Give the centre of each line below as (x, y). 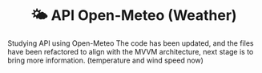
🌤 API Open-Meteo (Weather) (134, 16)
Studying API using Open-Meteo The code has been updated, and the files (131, 43)
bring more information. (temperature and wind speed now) (105, 60)
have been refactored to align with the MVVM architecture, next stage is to (131, 51)
